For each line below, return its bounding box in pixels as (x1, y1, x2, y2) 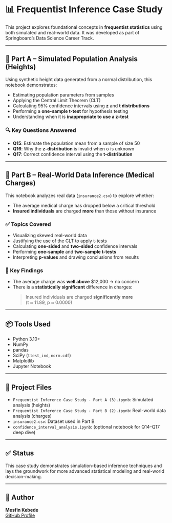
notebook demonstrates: (5, 82, 57, 88)
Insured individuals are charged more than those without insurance (12, 208, 157, 214)
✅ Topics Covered (5, 221, 51, 228)
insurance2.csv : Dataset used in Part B (12, 418, 95, 424)
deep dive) (12, 429, 36, 436)
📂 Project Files (5, 383, 52, 392)
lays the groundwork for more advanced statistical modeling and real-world (5, 468, 165, 474)
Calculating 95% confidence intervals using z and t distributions (12, 103, 150, 109)
